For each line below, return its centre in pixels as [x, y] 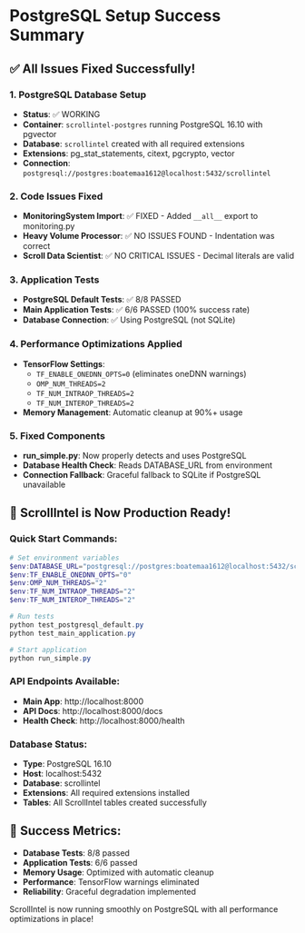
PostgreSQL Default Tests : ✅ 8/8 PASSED [102, 300]
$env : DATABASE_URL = [46, 566]
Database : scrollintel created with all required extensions [133, 144]
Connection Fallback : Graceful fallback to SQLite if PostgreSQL [142, 475]
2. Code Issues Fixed [56, 196]
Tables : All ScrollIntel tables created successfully [114, 802]
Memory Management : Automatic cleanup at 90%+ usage [133, 412]
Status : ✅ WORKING [61, 114]
